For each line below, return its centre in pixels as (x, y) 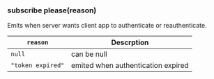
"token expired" (38, 65)
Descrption (130, 42)
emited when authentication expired (130, 66)
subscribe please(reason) (52, 10)
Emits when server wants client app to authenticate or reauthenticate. (107, 26)
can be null (89, 54)
